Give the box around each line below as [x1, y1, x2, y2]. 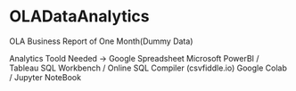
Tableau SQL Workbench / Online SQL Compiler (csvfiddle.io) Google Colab [9, 62, 288, 73]
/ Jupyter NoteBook [9, 71, 82, 82]
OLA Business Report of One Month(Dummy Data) [9, 36, 193, 46]
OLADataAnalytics [9, 6, 150, 27]
